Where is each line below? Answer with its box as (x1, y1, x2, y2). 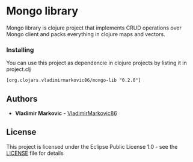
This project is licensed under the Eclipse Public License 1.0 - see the (6, 143, 178, 150)
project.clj (6, 66, 31, 73)
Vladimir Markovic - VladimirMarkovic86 (14, 110, 117, 117)
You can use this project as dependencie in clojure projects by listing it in (6, 59, 188, 67)
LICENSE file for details (6, 149, 64, 157)
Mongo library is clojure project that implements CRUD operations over (6, 24, 182, 31)
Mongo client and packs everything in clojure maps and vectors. (6, 30, 165, 37)
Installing (6, 45, 34, 54)
